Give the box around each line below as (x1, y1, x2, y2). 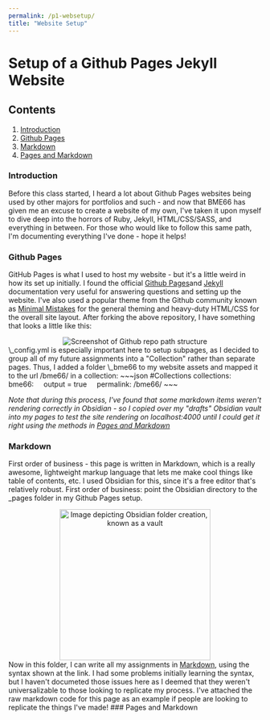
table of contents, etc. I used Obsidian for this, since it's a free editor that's (8, 476, 256, 486)
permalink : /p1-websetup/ (8, 11, 95, 20)
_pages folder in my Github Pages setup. (8, 493, 143, 503)
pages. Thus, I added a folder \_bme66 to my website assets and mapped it (8, 362, 259, 372)
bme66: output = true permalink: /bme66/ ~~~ (8, 379, 178, 389)
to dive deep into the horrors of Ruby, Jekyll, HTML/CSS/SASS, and (8, 214, 231, 224)
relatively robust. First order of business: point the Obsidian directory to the (8, 485, 258, 494)
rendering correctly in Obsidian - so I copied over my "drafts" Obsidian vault (8, 403, 262, 413)
